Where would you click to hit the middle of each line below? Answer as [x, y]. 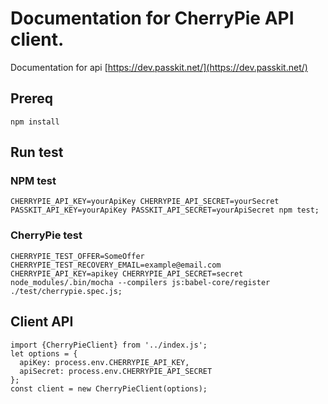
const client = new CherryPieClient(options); [109, 388]
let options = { [44, 353]
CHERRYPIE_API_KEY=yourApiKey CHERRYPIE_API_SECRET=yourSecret [145, 202]
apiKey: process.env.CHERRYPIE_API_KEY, [104, 362]
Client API [42, 322]
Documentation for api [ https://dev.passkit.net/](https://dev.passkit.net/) [159, 67]
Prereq [31, 98]
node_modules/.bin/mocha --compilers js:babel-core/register [140, 282]
